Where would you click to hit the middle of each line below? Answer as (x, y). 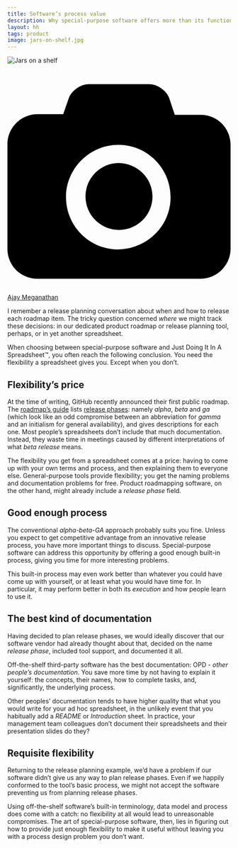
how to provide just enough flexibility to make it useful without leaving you (116, 829)
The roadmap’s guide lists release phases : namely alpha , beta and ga (109, 409)
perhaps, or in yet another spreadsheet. (65, 334)
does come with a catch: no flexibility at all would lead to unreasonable (111, 814)
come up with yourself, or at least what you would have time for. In (104, 581)
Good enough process (57, 513)
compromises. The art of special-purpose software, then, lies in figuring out (118, 822)
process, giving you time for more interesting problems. (89, 560)
